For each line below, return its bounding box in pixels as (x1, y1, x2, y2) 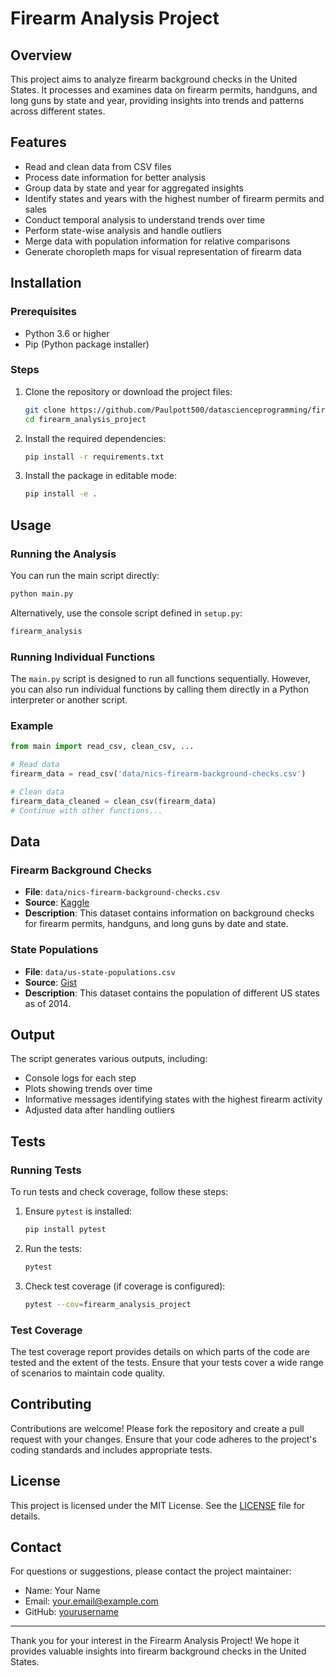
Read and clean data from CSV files (24, 160, 172, 172)
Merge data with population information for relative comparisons (24, 235, 291, 247)
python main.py (10, 588, 74, 599)
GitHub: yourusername (24, 1606, 119, 1618)
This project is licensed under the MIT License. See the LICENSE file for (10, 1499, 306, 1511)
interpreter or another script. (10, 694, 128, 706)
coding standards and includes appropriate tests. (10, 1443, 213, 1456)
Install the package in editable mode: (24, 470, 177, 482)
